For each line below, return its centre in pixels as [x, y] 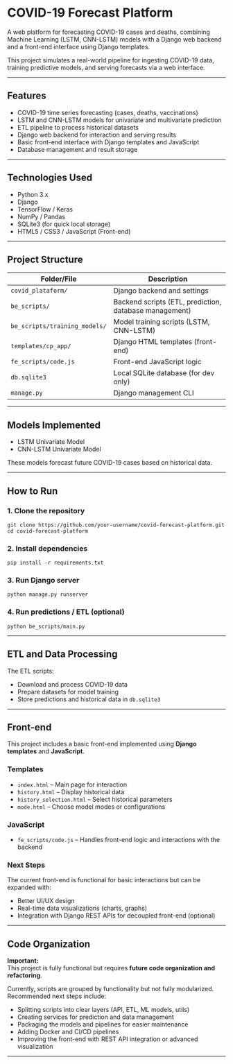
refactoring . [25, 975]
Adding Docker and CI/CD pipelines [68, 1032]
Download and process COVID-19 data [72, 684]
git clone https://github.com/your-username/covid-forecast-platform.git [116, 525]
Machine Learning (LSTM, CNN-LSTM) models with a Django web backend [114, 39]
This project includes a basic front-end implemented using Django [102, 744]
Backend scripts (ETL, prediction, [167, 302]
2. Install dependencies [48, 548]
